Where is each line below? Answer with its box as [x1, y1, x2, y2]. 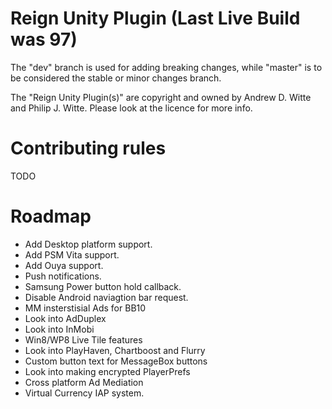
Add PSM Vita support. [24, 248, 120, 261]
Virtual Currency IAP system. [24, 387, 145, 399]
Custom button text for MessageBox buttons [24, 355, 208, 367]
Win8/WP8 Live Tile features [24, 333, 143, 346]
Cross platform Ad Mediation [24, 376, 144, 388]
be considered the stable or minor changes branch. [10, 72, 222, 84]
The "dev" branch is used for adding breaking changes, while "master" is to [10, 61, 323, 73]
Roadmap [10, 205, 92, 228]
